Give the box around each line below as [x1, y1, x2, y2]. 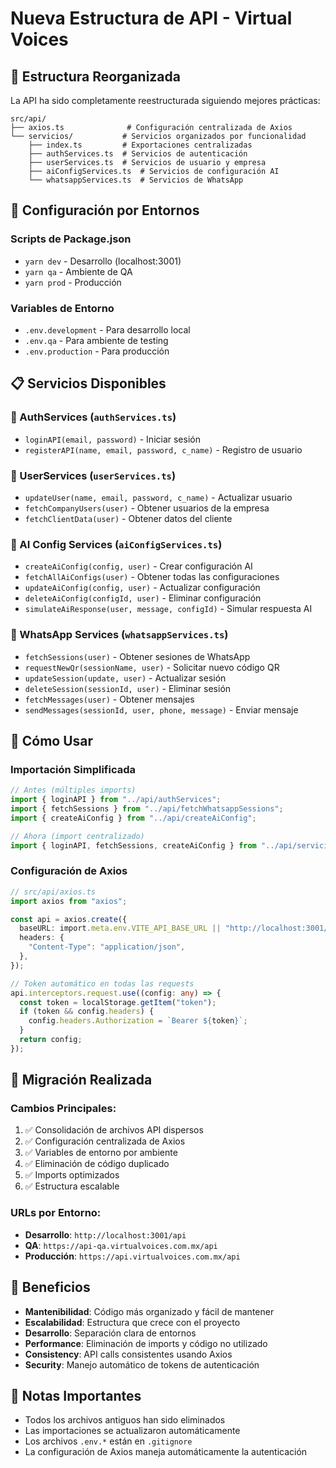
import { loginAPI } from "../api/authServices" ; [10, 795, 222, 805]
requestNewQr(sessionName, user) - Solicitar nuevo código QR [24, 661, 280, 673]
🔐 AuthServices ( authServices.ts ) [10, 410, 177, 424]
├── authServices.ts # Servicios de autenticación [28, 149, 248, 159]
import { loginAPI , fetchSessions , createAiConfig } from [10, 840, 257, 851]
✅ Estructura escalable [24, 1180, 120, 1192]
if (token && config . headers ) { [19, 1007, 155, 1017]
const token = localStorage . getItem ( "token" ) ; [19, 997, 217, 1007]
